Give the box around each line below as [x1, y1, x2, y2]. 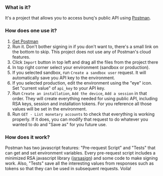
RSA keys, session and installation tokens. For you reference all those [12, 101, 152, 107]
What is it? [5, 4, 31, 11]
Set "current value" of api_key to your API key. [12, 85, 105, 91]
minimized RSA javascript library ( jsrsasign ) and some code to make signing [5, 155, 158, 161]
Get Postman [12, 38, 39, 44]
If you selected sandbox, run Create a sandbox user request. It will [12, 69, 146, 75]
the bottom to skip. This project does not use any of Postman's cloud [12, 48, 151, 55]
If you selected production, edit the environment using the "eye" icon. [12, 80, 152, 86]
